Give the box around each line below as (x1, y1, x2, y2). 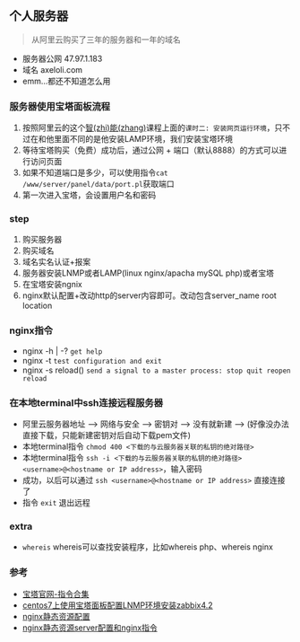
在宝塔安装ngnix (21, 279, 82, 290)
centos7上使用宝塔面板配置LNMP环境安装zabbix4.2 (21, 600, 213, 611)
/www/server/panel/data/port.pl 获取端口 (21, 179, 175, 189)
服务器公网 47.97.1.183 (21, 53, 103, 64)
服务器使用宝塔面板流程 (9, 100, 110, 112)
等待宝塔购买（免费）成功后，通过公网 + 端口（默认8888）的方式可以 (21, 145, 279, 155)
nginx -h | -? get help (21, 345, 103, 356)
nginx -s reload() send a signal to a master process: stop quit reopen (21, 365, 291, 375)
